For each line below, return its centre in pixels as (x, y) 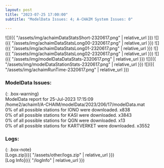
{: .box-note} (18, 149)
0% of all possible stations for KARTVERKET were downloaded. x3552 (77, 125)
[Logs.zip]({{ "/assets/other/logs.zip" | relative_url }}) (60, 155)
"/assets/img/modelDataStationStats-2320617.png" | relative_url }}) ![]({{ (80, 64)
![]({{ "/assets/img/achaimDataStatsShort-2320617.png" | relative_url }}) (79, 38)
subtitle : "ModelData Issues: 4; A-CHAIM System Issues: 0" (69, 19)
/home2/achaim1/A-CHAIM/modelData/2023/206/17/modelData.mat (75, 104)
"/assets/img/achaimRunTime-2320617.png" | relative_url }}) (67, 70)
